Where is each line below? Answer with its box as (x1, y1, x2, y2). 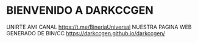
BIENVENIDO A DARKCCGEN (6, 4, 154, 17)
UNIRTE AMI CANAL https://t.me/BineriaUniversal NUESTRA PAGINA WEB (6, 23, 192, 30)
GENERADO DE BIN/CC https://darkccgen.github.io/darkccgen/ (6, 29, 166, 36)
